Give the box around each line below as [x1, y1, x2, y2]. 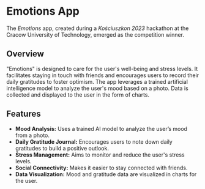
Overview [6, 49, 45, 59]
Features [6, 109, 41, 119]
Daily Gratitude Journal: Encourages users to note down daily [15, 138, 173, 145]
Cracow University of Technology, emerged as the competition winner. [6, 31, 185, 38]
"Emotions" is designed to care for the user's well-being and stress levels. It [6, 65, 198, 72]
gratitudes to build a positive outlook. [15, 144, 109, 152]
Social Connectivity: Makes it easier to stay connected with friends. [15, 164, 188, 171]
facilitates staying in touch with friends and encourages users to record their [6, 72, 199, 79]
